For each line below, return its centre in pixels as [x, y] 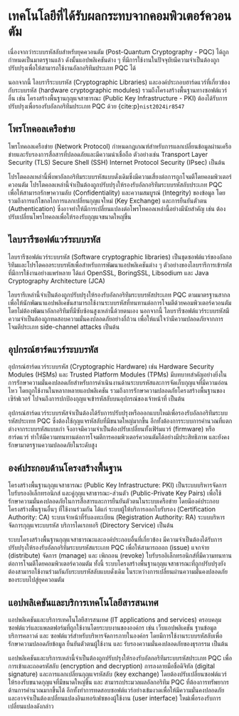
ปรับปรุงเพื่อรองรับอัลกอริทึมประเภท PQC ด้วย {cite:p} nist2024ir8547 [96, 106]
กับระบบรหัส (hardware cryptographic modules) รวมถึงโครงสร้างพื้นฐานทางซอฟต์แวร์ [118, 90]
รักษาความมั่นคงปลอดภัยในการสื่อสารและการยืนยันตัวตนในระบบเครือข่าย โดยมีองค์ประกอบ [114, 501]
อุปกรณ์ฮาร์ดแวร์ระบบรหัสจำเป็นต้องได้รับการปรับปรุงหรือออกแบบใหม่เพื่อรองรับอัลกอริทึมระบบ [118, 413]
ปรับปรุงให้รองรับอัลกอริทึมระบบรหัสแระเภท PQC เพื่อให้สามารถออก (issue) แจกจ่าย [109, 548]
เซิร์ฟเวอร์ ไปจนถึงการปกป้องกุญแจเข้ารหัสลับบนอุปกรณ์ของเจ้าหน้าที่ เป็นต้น [96, 399]
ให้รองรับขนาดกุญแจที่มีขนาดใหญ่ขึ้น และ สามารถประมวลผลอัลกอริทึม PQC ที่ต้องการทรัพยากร [119, 682]
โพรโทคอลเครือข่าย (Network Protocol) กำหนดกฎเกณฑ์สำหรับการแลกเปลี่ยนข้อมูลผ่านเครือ [120, 146]
